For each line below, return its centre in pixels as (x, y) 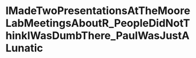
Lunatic (24, 48)
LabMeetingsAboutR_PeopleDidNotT (98, 23)
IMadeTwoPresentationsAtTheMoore (98, 11)
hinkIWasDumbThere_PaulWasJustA (98, 36)
